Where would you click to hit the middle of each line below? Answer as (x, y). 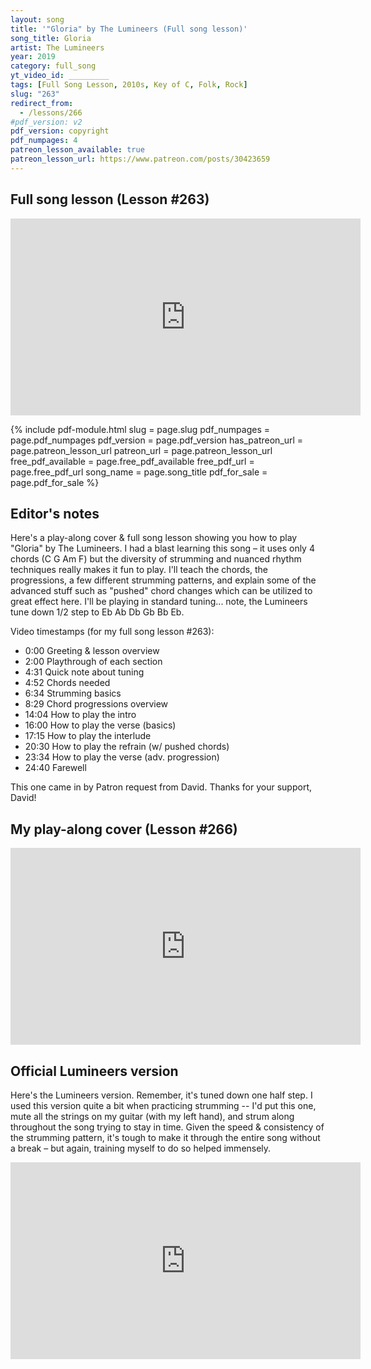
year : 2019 (33, 57)
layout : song (37, 19)
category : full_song (53, 66)
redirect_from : (42, 103)
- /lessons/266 (51, 112)
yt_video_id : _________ (60, 76)
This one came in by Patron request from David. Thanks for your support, (161, 787)
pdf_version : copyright (60, 131)
